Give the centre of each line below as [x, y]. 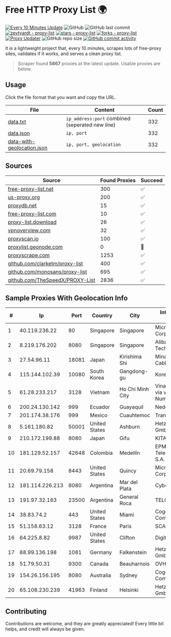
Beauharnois [135, 564]
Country [102, 316]
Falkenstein [133, 552]
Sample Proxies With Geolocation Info [67, 298]
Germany [101, 552]
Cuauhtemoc [135, 415]
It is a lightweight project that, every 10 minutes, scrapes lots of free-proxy [83, 48]
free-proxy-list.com [32, 214]
